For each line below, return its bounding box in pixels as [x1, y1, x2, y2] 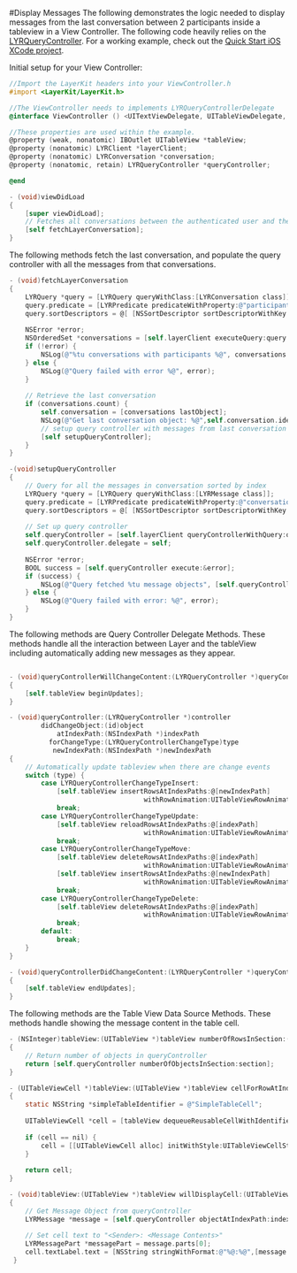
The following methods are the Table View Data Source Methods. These [9, 1008, 271, 1019]
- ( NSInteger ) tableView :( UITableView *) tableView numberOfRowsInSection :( [9, 1035, 291, 1044]
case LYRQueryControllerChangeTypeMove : [41, 845, 192, 854]
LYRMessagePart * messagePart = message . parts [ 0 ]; [25, 1239, 212, 1248]
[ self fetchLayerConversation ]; [25, 226, 144, 234]
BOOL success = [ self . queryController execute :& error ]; [25, 564, 236, 572]
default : [41, 927, 73, 936]
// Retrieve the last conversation [25, 391, 156, 401]
